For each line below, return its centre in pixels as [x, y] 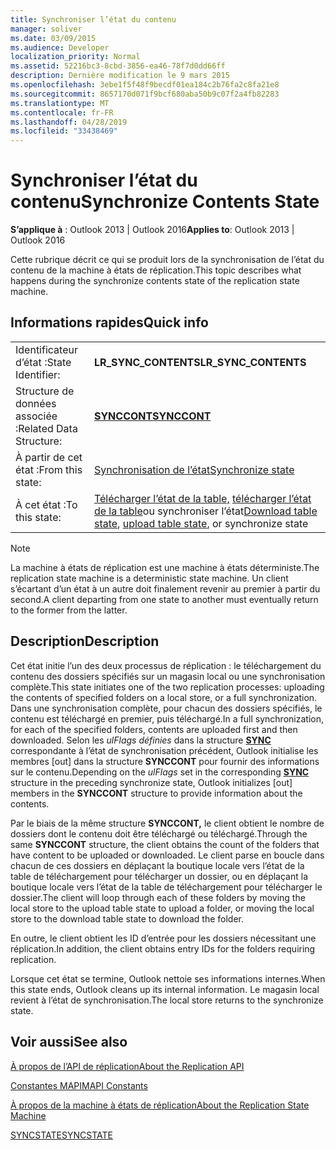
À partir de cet [49, 457]
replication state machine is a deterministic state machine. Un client [149, 578]
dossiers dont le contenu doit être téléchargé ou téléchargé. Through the [159, 833]
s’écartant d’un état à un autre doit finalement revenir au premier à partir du [165, 588]
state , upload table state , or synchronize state [201, 523]
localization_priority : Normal [75, 57]
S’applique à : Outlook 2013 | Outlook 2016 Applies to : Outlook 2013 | [152, 230]
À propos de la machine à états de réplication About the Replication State [160, 1105]
